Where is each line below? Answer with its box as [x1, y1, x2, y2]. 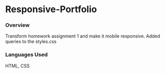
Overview [5, 22, 30, 29]
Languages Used [5, 51, 48, 58]
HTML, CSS [5, 62, 30, 69]
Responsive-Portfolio [5, 4, 97, 15]
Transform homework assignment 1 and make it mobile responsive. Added [5, 33, 160, 39]
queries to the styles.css [5, 39, 57, 45]
